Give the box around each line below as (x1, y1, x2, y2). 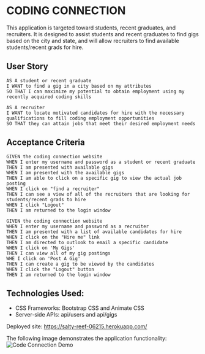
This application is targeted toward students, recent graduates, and (6, 24, 176, 31)
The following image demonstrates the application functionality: (6, 335, 167, 342)
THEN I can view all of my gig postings (6, 250, 111, 256)
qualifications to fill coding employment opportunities (6, 115, 155, 121)
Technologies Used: (6, 288, 84, 298)
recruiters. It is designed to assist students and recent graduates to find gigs (6, 30, 199, 37)
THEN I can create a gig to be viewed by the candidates (6, 261, 155, 267)
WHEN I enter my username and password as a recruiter (6, 223, 149, 229)
